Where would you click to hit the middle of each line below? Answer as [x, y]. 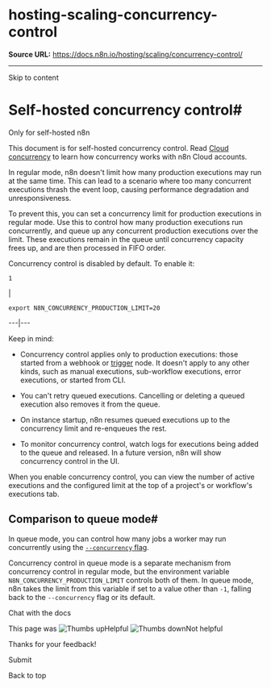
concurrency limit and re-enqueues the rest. [93, 428]
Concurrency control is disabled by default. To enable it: [102, 263]
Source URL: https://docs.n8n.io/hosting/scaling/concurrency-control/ [126, 54]
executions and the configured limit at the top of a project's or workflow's [130, 485]
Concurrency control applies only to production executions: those [129, 354]
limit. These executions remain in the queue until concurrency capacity [126, 239]
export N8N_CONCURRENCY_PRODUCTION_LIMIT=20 [84, 308]
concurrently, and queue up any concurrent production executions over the [133, 231]
